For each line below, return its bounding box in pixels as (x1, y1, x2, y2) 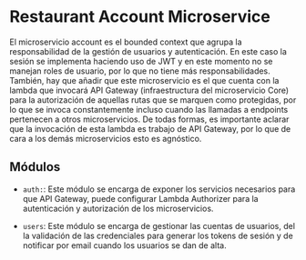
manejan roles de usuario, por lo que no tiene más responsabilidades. (9, 65, 270, 76)
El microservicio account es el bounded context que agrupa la (9, 36, 243, 47)
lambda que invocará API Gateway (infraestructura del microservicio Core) (9, 85, 290, 95)
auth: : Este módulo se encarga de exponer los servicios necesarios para (22, 184, 296, 195)
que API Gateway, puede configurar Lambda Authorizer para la (22, 193, 259, 204)
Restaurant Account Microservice (9, 6, 270, 27)
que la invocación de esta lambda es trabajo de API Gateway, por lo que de (9, 123, 291, 134)
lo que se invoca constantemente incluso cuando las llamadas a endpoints (9, 104, 289, 115)
